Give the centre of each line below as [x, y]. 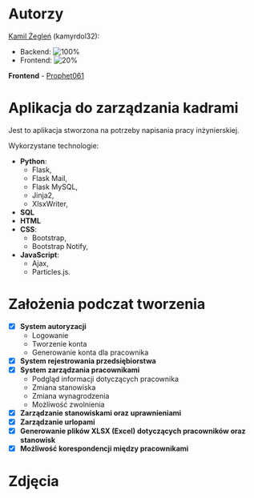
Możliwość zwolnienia [68, 404]
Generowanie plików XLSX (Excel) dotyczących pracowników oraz [133, 431]
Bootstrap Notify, [60, 246]
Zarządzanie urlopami [57, 422]
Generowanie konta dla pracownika [90, 352]
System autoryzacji [53, 326]
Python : [33, 161]
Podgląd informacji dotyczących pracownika [105, 379]
